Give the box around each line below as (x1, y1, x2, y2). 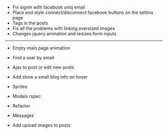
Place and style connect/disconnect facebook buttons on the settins (12, 9, 153, 15)
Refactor (12, 103, 30, 109)
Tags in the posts (12, 20, 48, 26)
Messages (12, 113, 34, 119)
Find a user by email (12, 55, 54, 60)
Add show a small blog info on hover (12, 74, 88, 80)
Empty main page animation (12, 45, 70, 51)
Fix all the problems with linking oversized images (12, 25, 115, 31)
